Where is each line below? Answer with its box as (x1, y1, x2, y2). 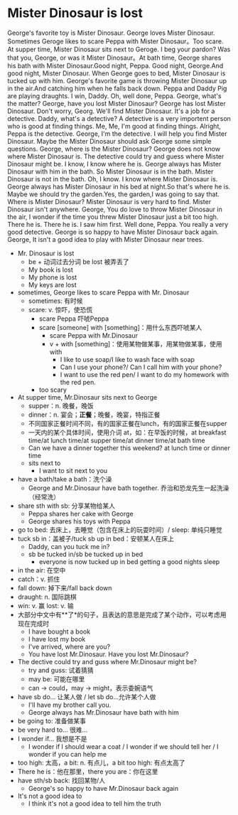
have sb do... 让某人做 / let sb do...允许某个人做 (17, 692, 156, 701)
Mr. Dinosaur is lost (17, 249, 75, 257)
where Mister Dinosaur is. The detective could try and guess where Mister (7, 151, 225, 161)
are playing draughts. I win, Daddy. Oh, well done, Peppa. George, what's (7, 91, 222, 100)
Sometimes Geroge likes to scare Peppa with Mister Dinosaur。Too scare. (7, 37, 224, 46)
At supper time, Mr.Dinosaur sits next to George (17, 393, 158, 401)
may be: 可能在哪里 (28, 674, 85, 683)
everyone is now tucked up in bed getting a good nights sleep (38, 557, 220, 566)
